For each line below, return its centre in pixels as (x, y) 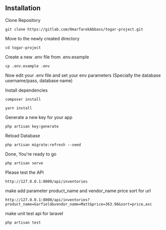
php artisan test (23, 223)
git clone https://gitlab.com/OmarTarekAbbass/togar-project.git (74, 29)
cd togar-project (23, 48)
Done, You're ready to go (31, 154)
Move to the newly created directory (42, 38)
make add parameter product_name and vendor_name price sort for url (78, 191)
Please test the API (24, 172)
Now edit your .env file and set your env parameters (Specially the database (83, 75)
